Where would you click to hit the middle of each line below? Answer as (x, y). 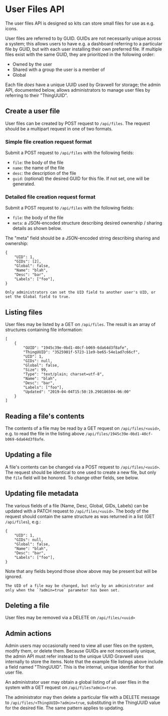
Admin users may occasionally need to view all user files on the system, (79, 645)
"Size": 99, (36, 370)
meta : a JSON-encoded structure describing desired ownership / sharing (87, 223)
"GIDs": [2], (28, 262)
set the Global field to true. (38, 297)
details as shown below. (37, 228)
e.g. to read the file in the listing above (45, 433)
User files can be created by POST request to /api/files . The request (78, 123)
